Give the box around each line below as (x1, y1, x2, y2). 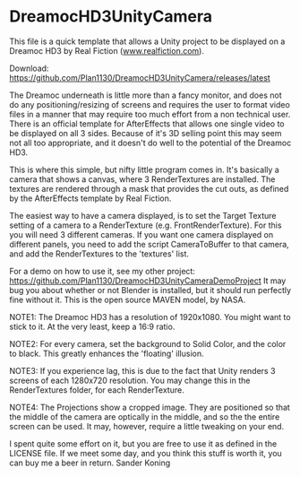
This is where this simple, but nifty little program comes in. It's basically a (9, 164, 279, 175)
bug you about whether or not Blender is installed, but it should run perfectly (9, 284, 292, 295)
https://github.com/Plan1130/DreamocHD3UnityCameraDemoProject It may (9, 275, 287, 286)
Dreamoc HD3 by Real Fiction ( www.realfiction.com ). (9, 45, 204, 56)
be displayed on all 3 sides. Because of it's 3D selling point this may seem (9, 127, 282, 138)
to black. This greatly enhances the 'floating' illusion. (9, 348, 204, 359)
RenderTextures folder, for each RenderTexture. (9, 384, 185, 395)
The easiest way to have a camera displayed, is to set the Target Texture (9, 210, 277, 221)
